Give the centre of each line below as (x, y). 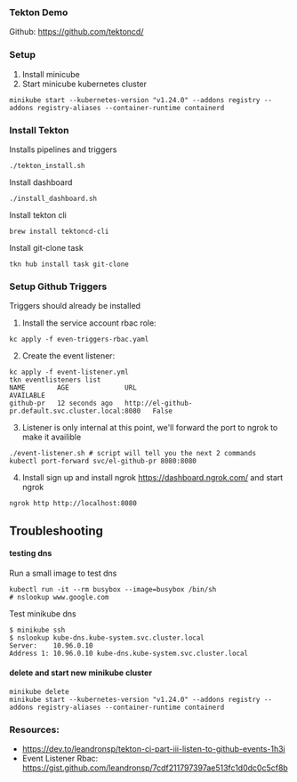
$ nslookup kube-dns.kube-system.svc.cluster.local (107, 638)
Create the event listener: (68, 356)
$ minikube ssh (37, 630)
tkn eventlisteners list (55, 380)
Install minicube (51, 74)
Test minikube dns (43, 613)
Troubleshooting (56, 531)
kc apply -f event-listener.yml (69, 372)
